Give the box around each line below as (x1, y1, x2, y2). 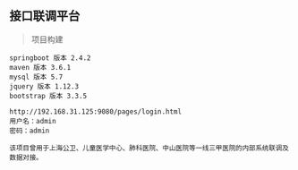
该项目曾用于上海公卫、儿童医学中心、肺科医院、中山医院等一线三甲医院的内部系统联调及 (9, 143, 289, 152)
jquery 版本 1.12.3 (9, 81, 80, 91)
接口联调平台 (9, 8, 81, 24)
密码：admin (9, 126, 50, 135)
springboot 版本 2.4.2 (9, 53, 91, 63)
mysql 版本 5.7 (9, 72, 64, 81)
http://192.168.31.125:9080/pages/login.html (9, 106, 182, 116)
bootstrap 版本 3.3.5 (9, 91, 88, 100)
